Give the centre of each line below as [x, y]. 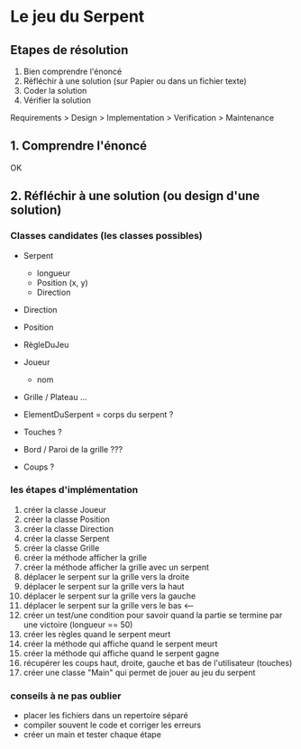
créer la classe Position [67, 519]
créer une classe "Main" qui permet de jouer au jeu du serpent [139, 672]
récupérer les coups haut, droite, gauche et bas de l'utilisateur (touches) [158, 662]
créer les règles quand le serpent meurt [97, 634]
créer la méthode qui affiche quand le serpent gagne [121, 653]
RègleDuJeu [46, 344]
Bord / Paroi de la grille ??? [73, 449]
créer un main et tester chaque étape [92, 735]
